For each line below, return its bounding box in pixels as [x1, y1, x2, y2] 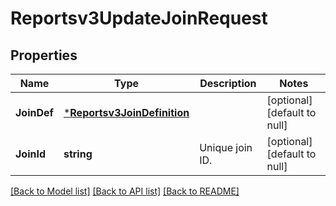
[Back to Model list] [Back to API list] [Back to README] [10, 185, 240, 197]
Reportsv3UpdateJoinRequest [10, 7, 268, 30]
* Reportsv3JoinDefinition [63, 106, 190, 119]
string [63, 147, 93, 161]
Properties [10, 47, 78, 64]
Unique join [199, 141, 253, 154]
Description [199, 77, 257, 90]
